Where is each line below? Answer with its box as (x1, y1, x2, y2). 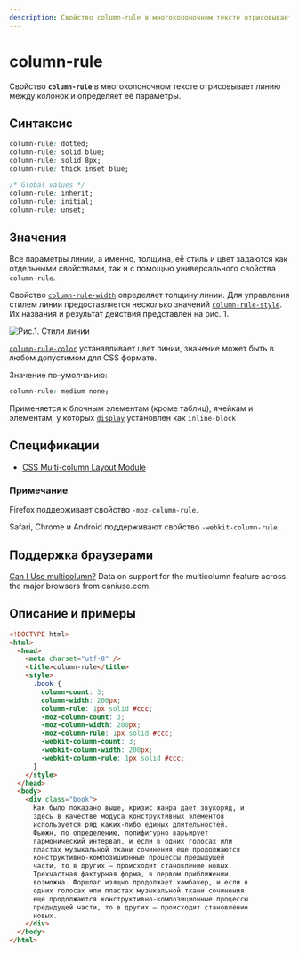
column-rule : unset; (9, 206, 86, 214)
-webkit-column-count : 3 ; (41, 738, 138, 747)
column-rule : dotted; (9, 140, 90, 149)
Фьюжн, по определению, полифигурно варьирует (32, 828, 209, 837)
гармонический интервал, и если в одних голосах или (32, 836, 233, 845)
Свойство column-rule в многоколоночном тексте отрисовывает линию (9, 81, 281, 92)
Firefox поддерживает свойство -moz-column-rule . (9, 505, 198, 515)
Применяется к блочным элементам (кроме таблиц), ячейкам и (9, 403, 254, 414)
